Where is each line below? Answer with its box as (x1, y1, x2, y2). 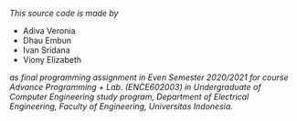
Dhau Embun (22, 35, 72, 45)
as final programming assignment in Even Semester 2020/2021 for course (9, 72, 289, 83)
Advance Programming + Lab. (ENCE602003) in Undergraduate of (9, 82, 262, 92)
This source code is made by (9, 8, 119, 18)
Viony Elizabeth (22, 55, 82, 65)
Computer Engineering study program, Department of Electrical (9, 91, 249, 102)
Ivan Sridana (22, 45, 70, 55)
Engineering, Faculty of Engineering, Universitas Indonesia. (9, 101, 233, 112)
